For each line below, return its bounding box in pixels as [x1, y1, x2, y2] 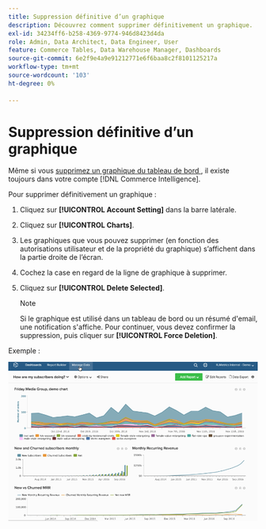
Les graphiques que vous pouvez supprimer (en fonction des [19, 236, 219, 245]
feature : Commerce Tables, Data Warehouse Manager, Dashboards [8, 46, 222, 55]
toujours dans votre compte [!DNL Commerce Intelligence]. [8, 174, 201, 184]
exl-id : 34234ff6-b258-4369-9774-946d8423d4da [8, 29, 165, 37]
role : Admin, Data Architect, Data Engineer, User [8, 38, 179, 46]
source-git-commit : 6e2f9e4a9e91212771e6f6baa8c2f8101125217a [8, 55, 218, 63]
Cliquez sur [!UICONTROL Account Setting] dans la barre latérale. [19, 205, 237, 215]
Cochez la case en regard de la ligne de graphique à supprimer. [19, 268, 228, 277]
